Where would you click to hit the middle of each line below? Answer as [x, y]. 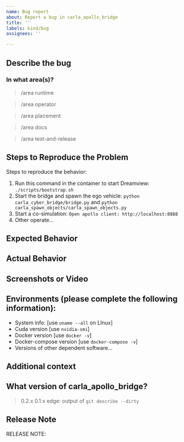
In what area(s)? [30, 80]
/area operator [38, 104]
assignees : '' [24, 34]
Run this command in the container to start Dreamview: [82, 183]
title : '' [18, 23]
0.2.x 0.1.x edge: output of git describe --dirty [80, 400]
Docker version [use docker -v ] [53, 335]
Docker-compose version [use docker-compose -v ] [76, 341]
